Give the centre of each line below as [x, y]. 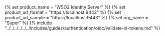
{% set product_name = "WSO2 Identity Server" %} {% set [65, 7]
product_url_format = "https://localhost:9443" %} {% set [63, 12]
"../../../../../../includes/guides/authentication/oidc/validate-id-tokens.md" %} [82, 28]
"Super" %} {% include [28, 23]
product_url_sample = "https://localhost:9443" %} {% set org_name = [76, 18]
